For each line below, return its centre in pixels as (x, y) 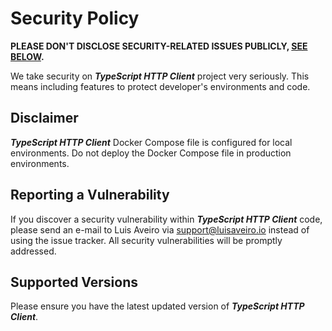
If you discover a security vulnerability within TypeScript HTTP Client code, (166, 219)
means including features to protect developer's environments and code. (160, 86)
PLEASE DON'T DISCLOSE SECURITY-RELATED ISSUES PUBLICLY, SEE (159, 46)
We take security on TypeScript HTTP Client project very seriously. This (160, 76)
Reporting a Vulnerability (90, 195)
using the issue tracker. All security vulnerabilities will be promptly (146, 240)
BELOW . (27, 56)
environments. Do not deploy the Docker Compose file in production (151, 153)
